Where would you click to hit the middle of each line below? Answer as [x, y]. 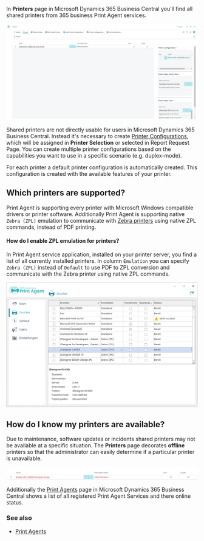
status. [15, 502]
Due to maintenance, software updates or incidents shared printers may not [101, 439]
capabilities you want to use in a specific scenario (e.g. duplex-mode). [94, 155]
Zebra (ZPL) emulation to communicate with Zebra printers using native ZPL [101, 220]
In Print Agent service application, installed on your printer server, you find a [102, 254]
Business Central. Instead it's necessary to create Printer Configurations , [97, 136]
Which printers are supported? [66, 193]
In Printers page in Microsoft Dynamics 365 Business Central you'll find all [100, 9]
